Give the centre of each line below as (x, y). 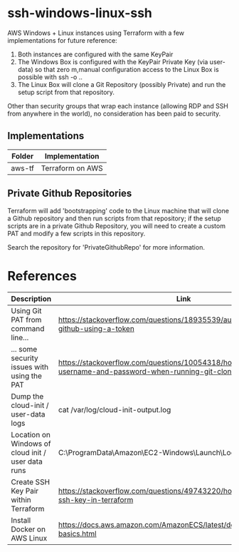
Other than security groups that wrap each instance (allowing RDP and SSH (118, 106)
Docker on (28, 529)
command (28, 328)
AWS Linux (29, 538)
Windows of (31, 444)
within (21, 499)
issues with (30, 367)
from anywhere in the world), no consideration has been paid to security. (114, 113)
